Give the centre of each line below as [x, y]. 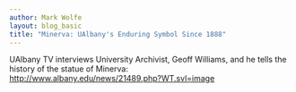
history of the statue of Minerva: [69, 69]
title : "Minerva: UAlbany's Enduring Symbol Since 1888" [118, 34]
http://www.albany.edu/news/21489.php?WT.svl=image [112, 79]
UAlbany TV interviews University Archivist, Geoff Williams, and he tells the [148, 60]
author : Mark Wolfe [46, 17]
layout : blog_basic [46, 26]
